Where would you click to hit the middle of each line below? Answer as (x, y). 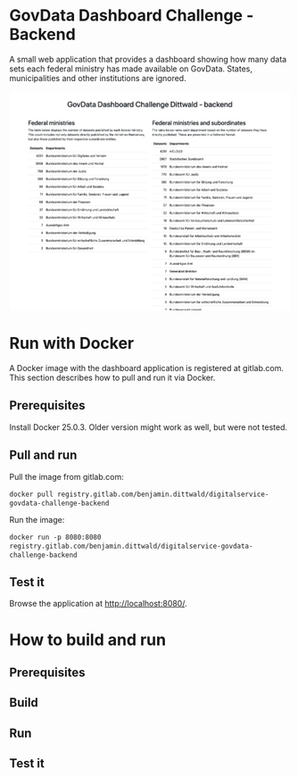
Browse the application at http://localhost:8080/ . (98, 604)
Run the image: (37, 519)
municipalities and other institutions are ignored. (98, 78)
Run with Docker (72, 343)
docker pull (31, 494)
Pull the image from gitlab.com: (67, 476)
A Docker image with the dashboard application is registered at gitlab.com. (146, 368)
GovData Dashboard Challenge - (132, 16)
